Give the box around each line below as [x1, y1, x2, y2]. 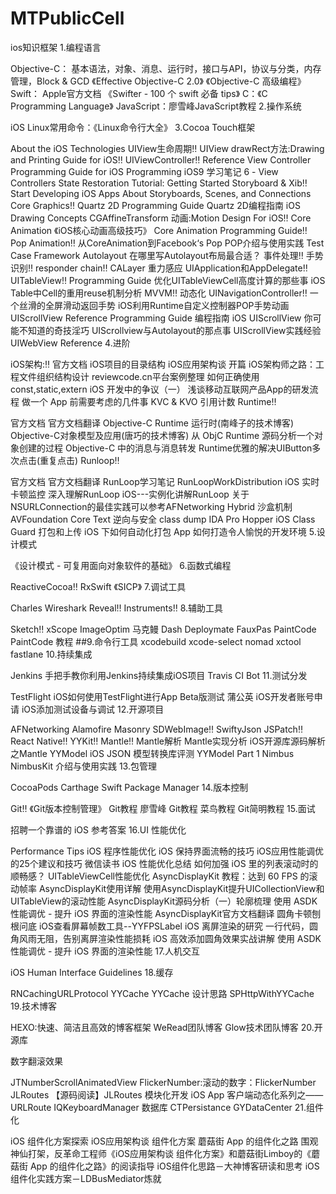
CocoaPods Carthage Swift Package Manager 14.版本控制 [10, 781, 249, 793]
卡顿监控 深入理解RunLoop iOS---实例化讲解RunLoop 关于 [10, 488, 250, 500]
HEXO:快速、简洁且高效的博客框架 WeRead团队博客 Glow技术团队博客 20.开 [10, 1021, 323, 1033]
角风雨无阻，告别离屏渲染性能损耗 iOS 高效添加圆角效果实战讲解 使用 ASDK [10, 932, 322, 944]
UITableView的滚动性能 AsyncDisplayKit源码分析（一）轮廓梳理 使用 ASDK [10, 895, 318, 907]
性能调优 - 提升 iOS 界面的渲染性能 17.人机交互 [10, 945, 201, 957]
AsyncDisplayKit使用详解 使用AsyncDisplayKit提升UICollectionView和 [38, 882, 325, 894]
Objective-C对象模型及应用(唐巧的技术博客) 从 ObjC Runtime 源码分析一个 [10, 429, 315, 441]
